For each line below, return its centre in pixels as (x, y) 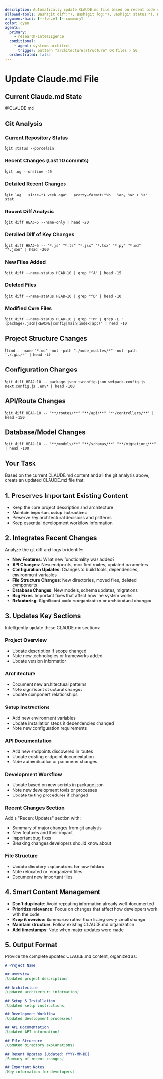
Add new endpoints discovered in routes (52, 751)
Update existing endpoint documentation (53, 756)
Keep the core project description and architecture (62, 507)
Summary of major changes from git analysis (57, 828)
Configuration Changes (41, 370)
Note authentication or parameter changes (55, 761)
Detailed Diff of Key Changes (40, 234)
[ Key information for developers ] (40, 1072)
